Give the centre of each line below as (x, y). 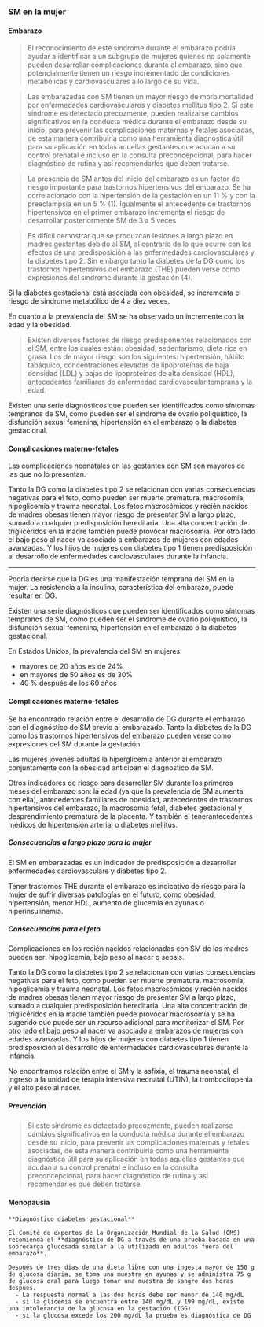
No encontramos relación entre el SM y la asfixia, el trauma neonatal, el (123, 1071)
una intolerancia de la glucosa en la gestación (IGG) (100, 1308)
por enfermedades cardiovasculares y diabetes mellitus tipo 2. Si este (140, 105)
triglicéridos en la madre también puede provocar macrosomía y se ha (122, 1014)
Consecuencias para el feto (54, 929)
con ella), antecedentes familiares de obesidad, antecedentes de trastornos (130, 799)
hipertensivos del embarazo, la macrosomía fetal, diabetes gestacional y (125, 808)
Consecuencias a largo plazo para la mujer (80, 842)
